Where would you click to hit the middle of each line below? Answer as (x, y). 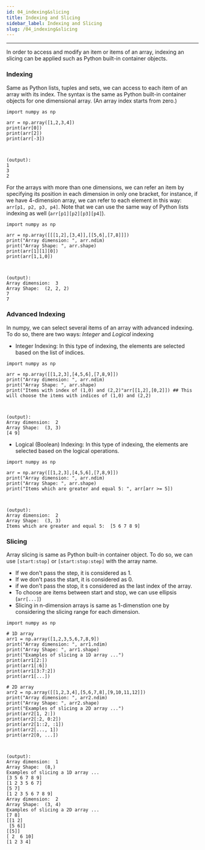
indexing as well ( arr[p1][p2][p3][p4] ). (56, 213)
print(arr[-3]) (26, 139)
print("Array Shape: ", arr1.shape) (53, 650)
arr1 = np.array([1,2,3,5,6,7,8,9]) (53, 639)
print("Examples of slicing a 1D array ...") (65, 655)
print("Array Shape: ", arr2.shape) (53, 703)
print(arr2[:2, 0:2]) (34, 719)
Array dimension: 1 (33, 762)
